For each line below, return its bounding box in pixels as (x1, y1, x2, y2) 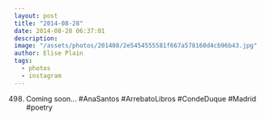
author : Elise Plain (14, 49, 84, 57)
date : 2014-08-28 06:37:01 (14, 27, 105, 35)
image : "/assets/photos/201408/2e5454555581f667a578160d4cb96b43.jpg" (14, 42, 258, 50)
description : (14, 34, 58, 43)
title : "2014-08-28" (14, 19, 84, 27)
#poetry (25, 102, 53, 112)
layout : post (14, 11, 58, 20)
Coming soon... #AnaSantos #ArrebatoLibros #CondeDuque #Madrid (25, 93, 257, 103)
